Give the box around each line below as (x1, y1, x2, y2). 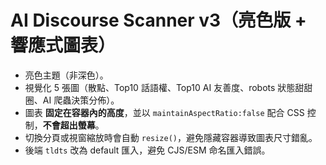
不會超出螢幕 (42, 119, 96, 131)
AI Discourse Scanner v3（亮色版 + (10, 9, 307, 32)
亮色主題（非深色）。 (24, 69, 109, 81)
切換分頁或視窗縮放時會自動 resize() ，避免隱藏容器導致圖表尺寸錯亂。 (24, 131, 318, 143)
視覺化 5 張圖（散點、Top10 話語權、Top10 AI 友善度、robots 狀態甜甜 (24, 81, 313, 93)
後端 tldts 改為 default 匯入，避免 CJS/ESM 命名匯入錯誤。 (24, 144, 271, 156)
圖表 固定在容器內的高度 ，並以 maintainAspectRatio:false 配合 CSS (24, 106, 305, 118)
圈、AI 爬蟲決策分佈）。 (24, 94, 120, 106)
